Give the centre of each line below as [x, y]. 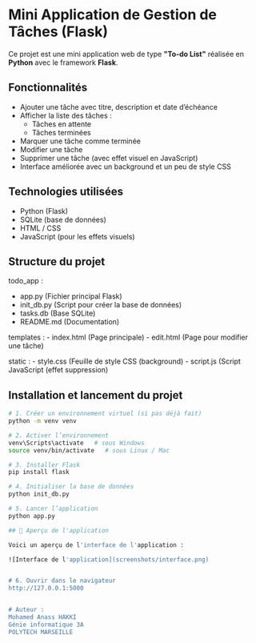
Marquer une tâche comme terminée [80, 141]
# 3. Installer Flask [44, 465]
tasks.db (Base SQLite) [58, 313]
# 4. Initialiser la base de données [71, 487]
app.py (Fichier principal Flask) [71, 296]
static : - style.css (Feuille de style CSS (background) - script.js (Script [125, 361]
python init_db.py [39, 494]
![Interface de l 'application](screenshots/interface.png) [109, 559]
